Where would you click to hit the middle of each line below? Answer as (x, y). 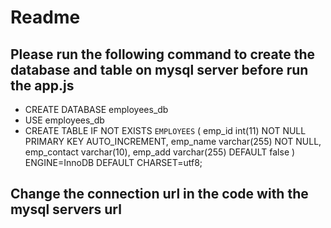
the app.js (42, 85)
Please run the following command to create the (163, 54)
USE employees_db (64, 120)
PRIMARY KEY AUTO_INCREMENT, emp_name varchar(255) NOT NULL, (173, 141)
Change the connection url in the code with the (159, 194)
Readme (45, 17)
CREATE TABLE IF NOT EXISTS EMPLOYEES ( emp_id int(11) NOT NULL (165, 130)
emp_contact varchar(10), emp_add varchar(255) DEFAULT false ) (160, 152)
